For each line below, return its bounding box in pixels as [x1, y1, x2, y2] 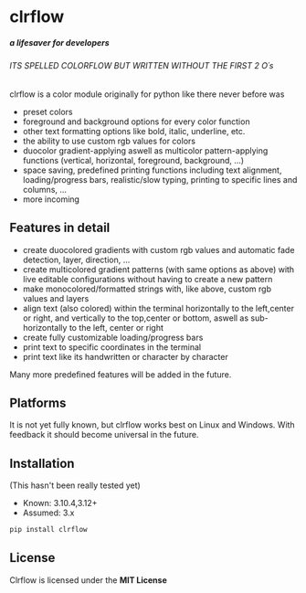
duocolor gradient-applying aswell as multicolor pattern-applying [22, 144, 269, 156]
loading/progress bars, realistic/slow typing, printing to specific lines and [22, 174, 298, 185]
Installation [9, 455, 75, 471]
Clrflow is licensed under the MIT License [9, 574, 167, 586]
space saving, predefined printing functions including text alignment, [22, 164, 282, 175]
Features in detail [9, 220, 111, 236]
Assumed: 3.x [22, 507, 75, 518]
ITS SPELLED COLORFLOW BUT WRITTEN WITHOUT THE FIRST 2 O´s [9, 60, 274, 71]
